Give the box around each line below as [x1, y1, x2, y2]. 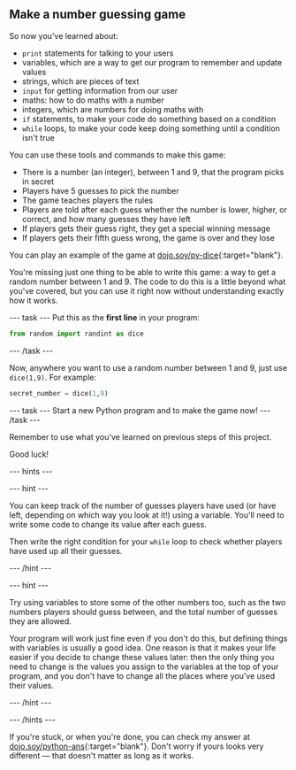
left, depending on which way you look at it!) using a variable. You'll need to [9, 509, 285, 520]
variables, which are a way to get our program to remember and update [21, 57, 283, 67]
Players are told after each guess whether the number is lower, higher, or [21, 204, 287, 215]
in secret [21, 176, 55, 187]
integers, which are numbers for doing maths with [21, 104, 204, 114]
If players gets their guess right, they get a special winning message [21, 223, 271, 234]
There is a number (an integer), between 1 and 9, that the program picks [21, 166, 285, 177]
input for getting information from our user [21, 85, 178, 96]
